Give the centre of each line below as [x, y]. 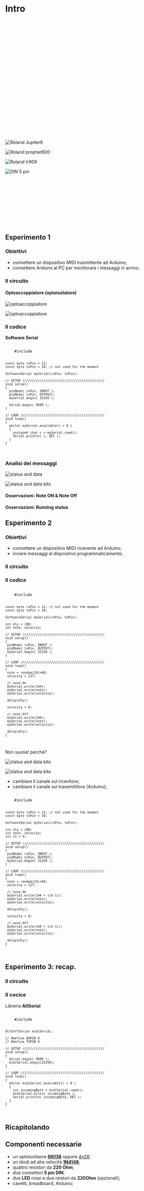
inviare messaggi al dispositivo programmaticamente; [67, 554]
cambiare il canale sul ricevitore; [46, 781]
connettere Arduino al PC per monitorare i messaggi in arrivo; [76, 268]
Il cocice [16, 995]
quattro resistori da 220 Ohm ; [43, 1167]
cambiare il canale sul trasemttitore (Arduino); [60, 787]
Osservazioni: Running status [37, 507]
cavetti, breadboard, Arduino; [43, 1183]
